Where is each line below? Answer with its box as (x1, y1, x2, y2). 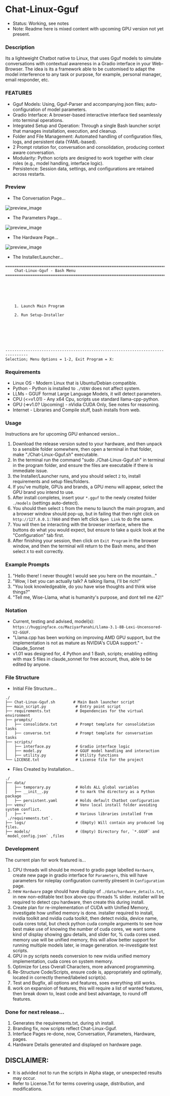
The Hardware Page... (12, 234, 59, 240)
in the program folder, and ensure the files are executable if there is (12, 462, 153, 468)
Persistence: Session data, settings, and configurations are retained (12, 166, 154, 172)
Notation (5, 607, 27, 614)
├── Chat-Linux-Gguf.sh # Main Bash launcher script (5, 700, 135, 705)
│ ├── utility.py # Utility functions (5, 753, 119, 758)
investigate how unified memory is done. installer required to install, (12, 910, 154, 916)
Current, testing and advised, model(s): (12, 618, 95, 624)
